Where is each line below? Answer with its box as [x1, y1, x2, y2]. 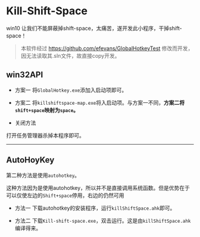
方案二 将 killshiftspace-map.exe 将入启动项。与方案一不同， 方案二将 [14, 99, 185, 106]
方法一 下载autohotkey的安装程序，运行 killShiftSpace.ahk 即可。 [14, 204, 176, 211]
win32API [6, 70, 43, 80]
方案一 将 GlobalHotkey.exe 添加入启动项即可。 [14, 86, 127, 93]
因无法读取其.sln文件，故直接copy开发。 [20, 52, 120, 59]
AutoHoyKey [6, 155, 55, 165]
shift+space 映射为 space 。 [14, 106, 79, 114]
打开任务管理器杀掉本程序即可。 [6, 132, 85, 139]
